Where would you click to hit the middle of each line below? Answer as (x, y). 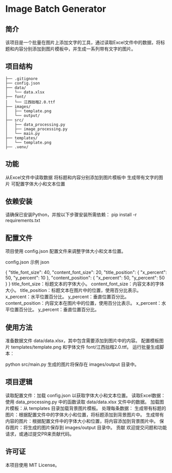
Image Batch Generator (56, 9)
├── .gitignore (22, 78)
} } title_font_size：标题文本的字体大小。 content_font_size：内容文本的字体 (85, 284)
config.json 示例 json (27, 262)
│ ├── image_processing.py (36, 129)
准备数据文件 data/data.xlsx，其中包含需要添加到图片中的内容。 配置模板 (82, 341)
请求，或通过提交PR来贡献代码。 (40, 433)
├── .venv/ (17, 147)
